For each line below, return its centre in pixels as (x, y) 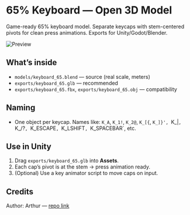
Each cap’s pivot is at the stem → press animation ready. (82, 167)
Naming (21, 108)
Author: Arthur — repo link (38, 206)
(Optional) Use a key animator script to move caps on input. (86, 173)
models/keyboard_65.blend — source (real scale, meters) (82, 76)
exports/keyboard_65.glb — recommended (66, 83)
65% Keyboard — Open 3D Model (89, 10)
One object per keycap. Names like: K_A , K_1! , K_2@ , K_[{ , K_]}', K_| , (98, 122)
